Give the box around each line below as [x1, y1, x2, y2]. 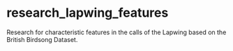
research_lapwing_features [6, 5, 169, 21]
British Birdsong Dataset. [6, 35, 78, 43]
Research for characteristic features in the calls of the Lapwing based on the [6, 28, 227, 36]
